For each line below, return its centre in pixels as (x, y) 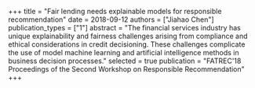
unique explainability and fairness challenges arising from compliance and (128, 36)
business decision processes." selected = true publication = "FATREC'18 (125, 61)
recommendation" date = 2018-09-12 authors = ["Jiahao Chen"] (111, 19)
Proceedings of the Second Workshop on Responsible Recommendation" (126, 69)
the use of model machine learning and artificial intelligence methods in (124, 53)
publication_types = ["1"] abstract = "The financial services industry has (124, 28)
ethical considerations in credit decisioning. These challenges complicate (127, 44)
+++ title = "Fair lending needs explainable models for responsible (115, 11)
